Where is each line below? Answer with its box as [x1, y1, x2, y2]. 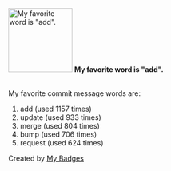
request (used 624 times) [19, 138, 104, 147]
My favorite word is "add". [74, 65, 164, 74]
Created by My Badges [8, 153, 84, 163]
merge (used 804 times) [19, 121, 100, 130]
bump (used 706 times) [19, 129, 97, 139]
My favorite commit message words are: [8, 89, 141, 98]
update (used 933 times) [19, 113, 101, 122]
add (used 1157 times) [19, 104, 92, 113]
